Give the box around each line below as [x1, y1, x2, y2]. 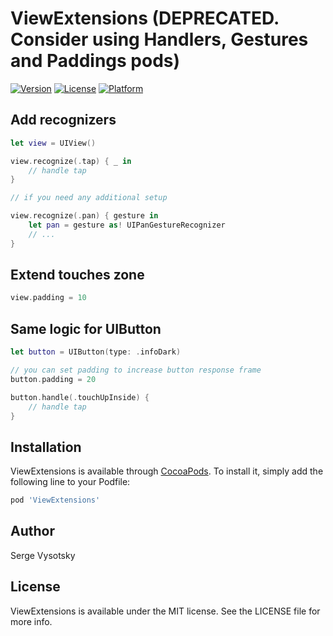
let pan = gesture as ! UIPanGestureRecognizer [28, 220, 226, 230]
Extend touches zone [10, 267, 145, 284]
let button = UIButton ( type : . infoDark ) [10, 347, 182, 357]
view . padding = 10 [10, 293, 87, 303]
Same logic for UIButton [10, 320, 162, 337]
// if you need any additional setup [10, 193, 168, 203]
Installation [10, 438, 82, 456]
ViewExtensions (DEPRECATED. [10, 7, 280, 30]
